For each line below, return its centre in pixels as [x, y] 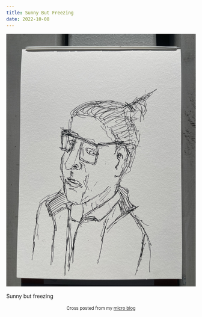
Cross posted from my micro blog [101, 308]
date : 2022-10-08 [28, 19]
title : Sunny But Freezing [40, 13]
